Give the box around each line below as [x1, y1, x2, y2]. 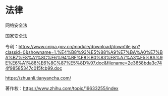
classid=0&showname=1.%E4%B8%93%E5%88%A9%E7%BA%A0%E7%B [5, 49, 163, 55]
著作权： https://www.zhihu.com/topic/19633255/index [5, 85, 119, 91]
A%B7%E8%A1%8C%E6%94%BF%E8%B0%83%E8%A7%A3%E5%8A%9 [5, 54, 163, 60]
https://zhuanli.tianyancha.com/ [5, 75, 72, 81]
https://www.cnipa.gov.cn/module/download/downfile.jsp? [18, 43, 140, 49]
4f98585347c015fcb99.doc [5, 65, 62, 71]
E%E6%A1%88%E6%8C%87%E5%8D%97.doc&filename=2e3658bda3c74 [5, 60, 162, 66]
